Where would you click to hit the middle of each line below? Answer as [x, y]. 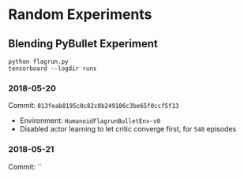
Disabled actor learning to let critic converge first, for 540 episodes [128, 129]
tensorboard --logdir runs [53, 69]
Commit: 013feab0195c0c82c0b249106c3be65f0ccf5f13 [94, 106]
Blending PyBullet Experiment [83, 44]
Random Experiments [80, 15]
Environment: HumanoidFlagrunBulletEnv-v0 [90, 121]
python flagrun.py [38, 61]
